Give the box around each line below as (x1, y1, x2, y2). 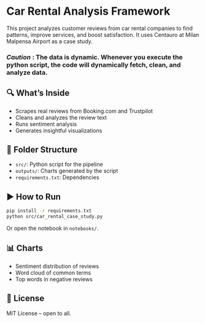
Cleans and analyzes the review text (15, 113, 107, 121)
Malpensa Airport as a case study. (6, 37, 93, 45)
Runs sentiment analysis (15, 120, 77, 127)
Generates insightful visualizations (15, 127, 102, 134)
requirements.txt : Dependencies (15, 173, 99, 181)
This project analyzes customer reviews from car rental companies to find (6, 25, 193, 32)
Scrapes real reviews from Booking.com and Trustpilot (15, 107, 153, 115)
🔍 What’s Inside (6, 88, 70, 99)
